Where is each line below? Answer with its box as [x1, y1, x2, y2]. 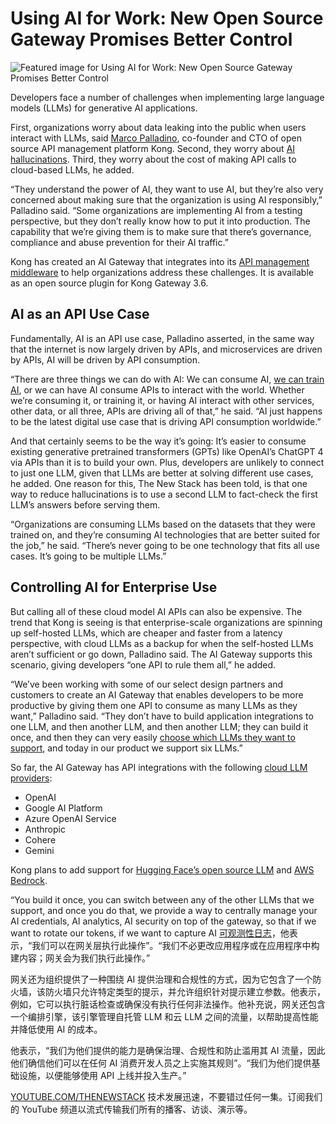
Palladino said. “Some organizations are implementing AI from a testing [10, 204, 303, 216]
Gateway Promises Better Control [10, 28, 293, 51]
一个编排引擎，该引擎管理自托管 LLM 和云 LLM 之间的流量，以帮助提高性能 [10, 1010, 319, 1022]
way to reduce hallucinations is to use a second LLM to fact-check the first [10, 488, 318, 500]
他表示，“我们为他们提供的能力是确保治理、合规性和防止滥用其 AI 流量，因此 [10, 1044, 326, 1056]
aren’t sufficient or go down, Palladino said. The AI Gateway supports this [10, 648, 313, 660]
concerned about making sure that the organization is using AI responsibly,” [10, 193, 323, 206]
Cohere [24, 833, 57, 846]
